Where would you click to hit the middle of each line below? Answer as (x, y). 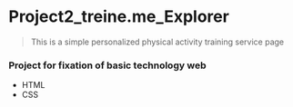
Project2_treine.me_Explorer (119, 17)
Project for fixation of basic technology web (107, 65)
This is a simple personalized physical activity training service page (157, 42)
